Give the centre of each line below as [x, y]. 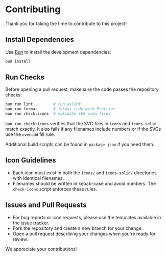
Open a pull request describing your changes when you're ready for [84, 233]
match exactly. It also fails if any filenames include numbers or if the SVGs [83, 129]
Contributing [33, 9]
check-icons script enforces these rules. [55, 189]
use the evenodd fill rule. [30, 134]
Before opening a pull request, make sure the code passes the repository [82, 89]
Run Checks [25, 77]
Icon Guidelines [31, 160]
